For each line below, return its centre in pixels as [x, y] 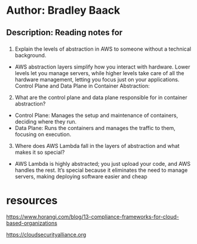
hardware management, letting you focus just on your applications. [97, 79]
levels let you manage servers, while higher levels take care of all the [99, 73]
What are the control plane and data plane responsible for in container [101, 97]
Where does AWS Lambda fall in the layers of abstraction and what [97, 146]
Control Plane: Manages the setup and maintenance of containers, [96, 115]
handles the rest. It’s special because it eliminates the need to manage [101, 170]
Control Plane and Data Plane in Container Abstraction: [82, 86]
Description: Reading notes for [64, 33]
